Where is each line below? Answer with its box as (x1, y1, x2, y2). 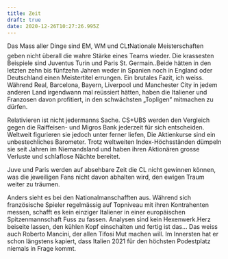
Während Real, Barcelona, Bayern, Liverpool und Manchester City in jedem (7, 81, 218, 89)
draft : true (7, 16, 41, 23)
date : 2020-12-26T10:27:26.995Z (7, 23, 99, 29)
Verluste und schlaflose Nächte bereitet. (7, 152, 121, 161)
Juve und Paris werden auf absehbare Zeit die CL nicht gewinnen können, (7, 166, 216, 174)
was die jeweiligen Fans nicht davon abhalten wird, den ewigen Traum (7, 173, 205, 182)
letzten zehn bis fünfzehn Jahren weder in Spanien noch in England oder (7, 66, 213, 75)
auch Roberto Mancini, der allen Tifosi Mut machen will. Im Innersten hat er (7, 230, 219, 238)
